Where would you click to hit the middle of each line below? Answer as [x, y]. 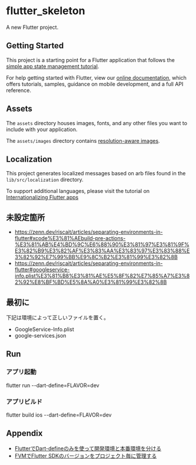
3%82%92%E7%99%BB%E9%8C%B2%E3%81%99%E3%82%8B [96, 257]
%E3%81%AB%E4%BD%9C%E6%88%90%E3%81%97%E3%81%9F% [102, 245]
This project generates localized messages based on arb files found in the [96, 173]
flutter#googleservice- [42, 270]
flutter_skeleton [46, 11]
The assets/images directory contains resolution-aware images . [83, 140]
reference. [19, 90]
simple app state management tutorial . [53, 66]
